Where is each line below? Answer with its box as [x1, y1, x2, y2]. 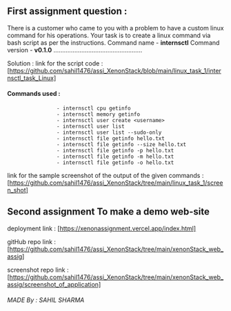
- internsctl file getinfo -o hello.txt [56, 159, 174, 166]
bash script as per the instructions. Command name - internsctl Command [7, 38, 220, 47]
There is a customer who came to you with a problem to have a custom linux [7, 23, 224, 32]
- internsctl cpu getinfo [56, 105, 131, 112]
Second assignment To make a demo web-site [7, 206, 210, 218]
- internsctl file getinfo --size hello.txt [56, 141, 187, 148]
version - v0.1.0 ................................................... [7, 46, 143, 54]
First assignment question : [7, 6, 128, 17]
